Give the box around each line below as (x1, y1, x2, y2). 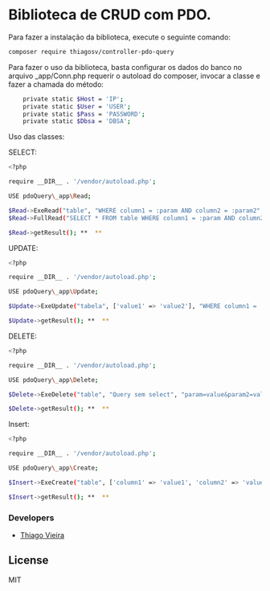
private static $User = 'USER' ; (22, 102, 131, 110)
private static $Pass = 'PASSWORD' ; (22, 110, 146, 118)
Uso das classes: (8, 132, 65, 142)
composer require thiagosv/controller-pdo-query (8, 47, 174, 55)
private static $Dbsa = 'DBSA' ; (22, 117, 131, 125)
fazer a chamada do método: (8, 79, 104, 89)
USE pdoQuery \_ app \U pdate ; (8, 288, 99, 296)
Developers (8, 512, 55, 523)
